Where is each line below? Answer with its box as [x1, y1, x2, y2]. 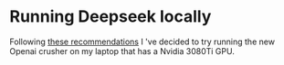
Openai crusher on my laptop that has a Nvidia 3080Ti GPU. [9, 45, 235, 56]
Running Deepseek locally [9, 6, 212, 27]
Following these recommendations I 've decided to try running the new [9, 36, 276, 47]
